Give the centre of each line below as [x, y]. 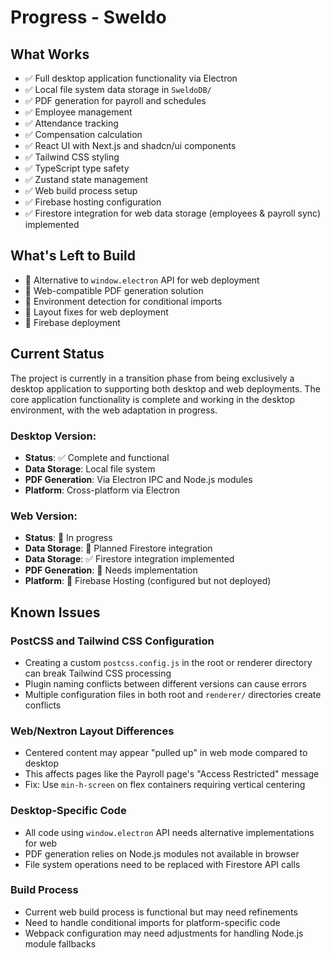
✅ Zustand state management [86, 179]
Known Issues [55, 612]
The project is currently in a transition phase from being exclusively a [152, 378]
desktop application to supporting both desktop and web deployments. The [165, 388]
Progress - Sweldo [88, 17]
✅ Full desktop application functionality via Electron [131, 78]
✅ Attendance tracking [71, 123]
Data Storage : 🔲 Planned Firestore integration [118, 548]
